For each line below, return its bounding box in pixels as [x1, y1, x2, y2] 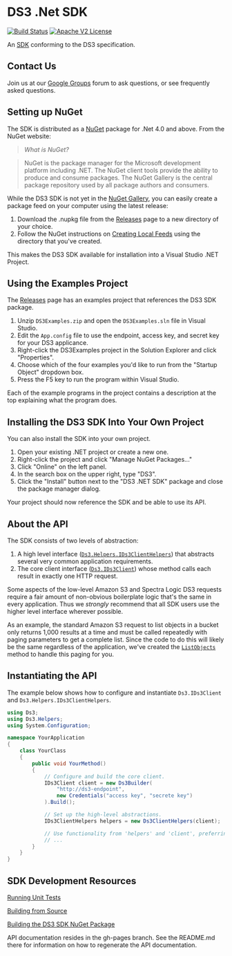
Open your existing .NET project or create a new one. [17, 448, 169, 456]
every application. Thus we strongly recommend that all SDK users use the [7, 600, 220, 608]
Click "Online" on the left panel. [17, 462, 107, 471]
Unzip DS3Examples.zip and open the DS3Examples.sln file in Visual [17, 317, 206, 325]
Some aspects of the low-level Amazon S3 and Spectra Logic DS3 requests [7, 585, 222, 593]
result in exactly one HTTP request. [17, 572, 118, 580]
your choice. [17, 222, 53, 230]
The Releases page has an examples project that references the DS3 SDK [7, 296, 217, 304]
